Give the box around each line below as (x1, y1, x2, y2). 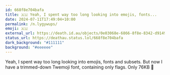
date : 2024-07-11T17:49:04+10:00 (5, 17, 76, 22)
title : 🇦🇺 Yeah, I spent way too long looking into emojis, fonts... (5, 12, 157, 17)
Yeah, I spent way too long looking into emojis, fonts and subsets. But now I (5, 58, 163, 64)
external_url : (5, 31, 35, 36)
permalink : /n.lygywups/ (5, 21, 58, 27)
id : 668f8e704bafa (5, 7, 44, 13)
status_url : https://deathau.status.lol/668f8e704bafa (5, 36, 123, 41)
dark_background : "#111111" (5, 40, 65, 45)
